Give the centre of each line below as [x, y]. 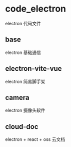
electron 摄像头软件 [25, 110]
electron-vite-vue [33, 69]
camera [17, 97]
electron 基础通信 [23, 52]
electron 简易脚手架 [25, 81]
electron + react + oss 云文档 [35, 139]
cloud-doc [22, 127]
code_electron [36, 9]
